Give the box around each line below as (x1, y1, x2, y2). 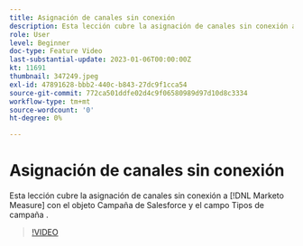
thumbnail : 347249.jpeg (9, 72, 99, 81)
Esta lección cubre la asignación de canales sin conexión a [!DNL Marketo (9, 190, 284, 201)
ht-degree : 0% (9, 114, 63, 123)
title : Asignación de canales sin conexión (9, 13, 176, 23)
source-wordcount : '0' (9, 105, 95, 114)
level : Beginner (9, 38, 70, 48)
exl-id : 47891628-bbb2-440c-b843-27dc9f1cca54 (9, 80, 188, 89)
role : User (9, 30, 50, 39)
